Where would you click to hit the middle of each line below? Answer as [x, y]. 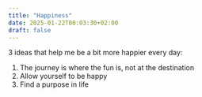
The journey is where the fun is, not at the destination [107, 68]
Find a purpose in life [54, 84]
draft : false [30, 30]
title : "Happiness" [40, 15]
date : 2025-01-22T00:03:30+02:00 [63, 23]
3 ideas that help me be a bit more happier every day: [95, 53]
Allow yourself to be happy [63, 76]
